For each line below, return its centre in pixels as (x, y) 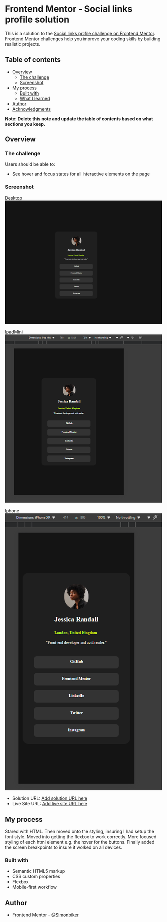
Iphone (12, 510)
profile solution (37, 20)
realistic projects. (23, 44)
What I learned (35, 98)
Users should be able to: (30, 164)
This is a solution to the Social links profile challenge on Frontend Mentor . (80, 33)
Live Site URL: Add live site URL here (50, 804)
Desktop (14, 198)
